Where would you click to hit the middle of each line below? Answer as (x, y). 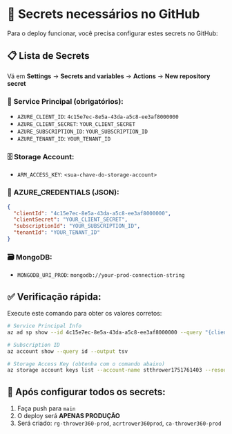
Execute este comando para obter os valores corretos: (85, 313)
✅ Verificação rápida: (54, 297)
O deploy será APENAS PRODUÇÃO (69, 416)
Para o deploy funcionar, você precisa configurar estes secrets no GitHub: (113, 33)
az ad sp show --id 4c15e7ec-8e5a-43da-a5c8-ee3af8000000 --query (105, 332)
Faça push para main (46, 408)
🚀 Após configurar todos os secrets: (86, 391)
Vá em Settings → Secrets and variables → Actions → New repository (109, 76)
